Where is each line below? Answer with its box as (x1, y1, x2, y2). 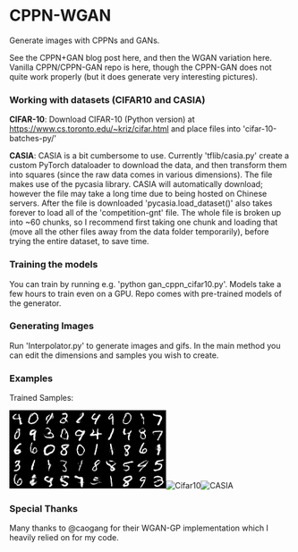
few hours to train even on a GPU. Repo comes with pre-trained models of (9, 288, 282, 299)
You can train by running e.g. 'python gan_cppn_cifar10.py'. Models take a (9, 278, 282, 289)
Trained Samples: (9, 393, 74, 403)
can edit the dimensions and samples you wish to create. (9, 350, 219, 361)
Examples (9, 372, 54, 385)
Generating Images (9, 319, 94, 332)
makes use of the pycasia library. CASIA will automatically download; (9, 179, 264, 190)
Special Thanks (9, 503, 79, 515)
